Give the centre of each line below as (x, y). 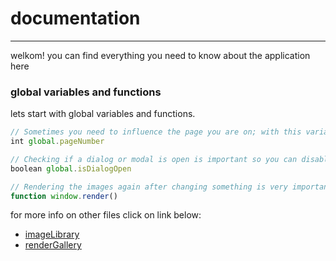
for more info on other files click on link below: (106, 215)
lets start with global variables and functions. (103, 114)
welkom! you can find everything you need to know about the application (160, 55)
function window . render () (64, 196)
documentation (75, 18)
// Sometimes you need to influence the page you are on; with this (156, 132)
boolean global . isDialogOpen (71, 168)
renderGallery (53, 245)
